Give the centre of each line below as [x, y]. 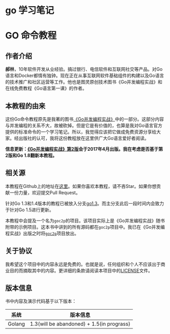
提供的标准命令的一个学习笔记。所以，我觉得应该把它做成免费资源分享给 [81, 132]
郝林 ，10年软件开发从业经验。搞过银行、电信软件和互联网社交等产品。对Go [84, 69]
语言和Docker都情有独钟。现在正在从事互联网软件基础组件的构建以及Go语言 [85, 76]
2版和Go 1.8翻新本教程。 [31, 155]
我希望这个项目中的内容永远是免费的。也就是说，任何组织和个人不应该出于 [83, 264]
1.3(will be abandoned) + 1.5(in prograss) [80, 324]
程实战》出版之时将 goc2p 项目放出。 [42, 233]
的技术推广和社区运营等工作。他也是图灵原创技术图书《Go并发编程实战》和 [84, 82]
